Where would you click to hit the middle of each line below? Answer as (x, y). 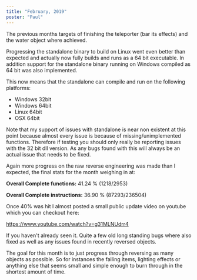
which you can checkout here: (43, 212)
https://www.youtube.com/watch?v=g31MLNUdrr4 (68, 224)
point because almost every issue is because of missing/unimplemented (94, 135)
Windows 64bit (33, 105)
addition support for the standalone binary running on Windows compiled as (98, 64)
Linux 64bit (28, 112)
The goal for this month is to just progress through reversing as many (90, 253)
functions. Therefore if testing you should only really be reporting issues (94, 142)
